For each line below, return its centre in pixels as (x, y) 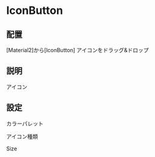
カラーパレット (25, 123)
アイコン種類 (22, 136)
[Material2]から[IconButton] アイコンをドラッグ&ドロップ (77, 50)
